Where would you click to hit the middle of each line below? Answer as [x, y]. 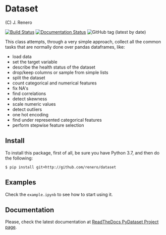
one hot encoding [30, 114]
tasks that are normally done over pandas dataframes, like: [65, 47]
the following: [19, 158]
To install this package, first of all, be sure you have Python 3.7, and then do [82, 153]
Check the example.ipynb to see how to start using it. [59, 194]
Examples [21, 183]
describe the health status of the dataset [54, 67]
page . [11, 227]
